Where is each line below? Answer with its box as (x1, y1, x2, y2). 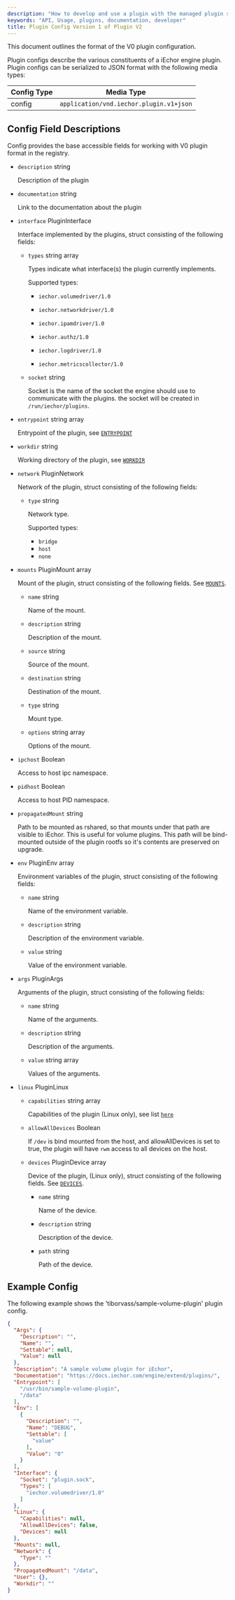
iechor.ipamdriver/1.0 (38, 320, 105, 327)
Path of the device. (38, 1260, 93, 1269)
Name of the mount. (27, 606, 86, 615)
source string (27, 647, 66, 655)
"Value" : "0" (25, 1450, 64, 1457)
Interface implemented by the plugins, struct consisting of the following (17, 230, 224, 238)
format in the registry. (7, 149, 70, 157)
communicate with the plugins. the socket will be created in (27, 394, 199, 403)
